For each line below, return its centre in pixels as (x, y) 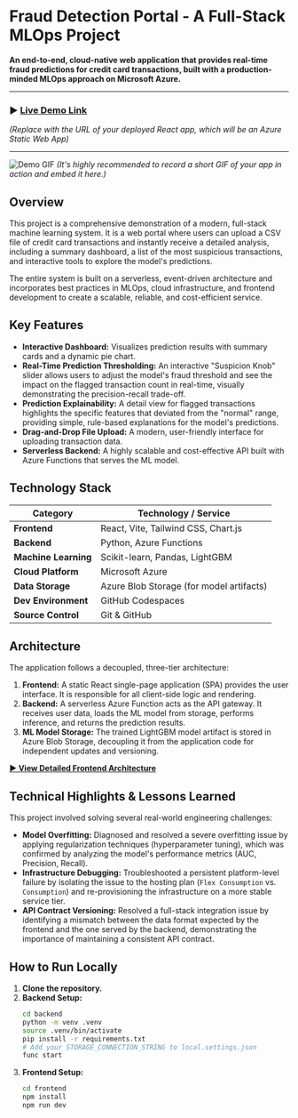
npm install (44, 1097)
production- (249, 69)
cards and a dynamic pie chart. (78, 356)
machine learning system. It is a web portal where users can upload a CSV (145, 233)
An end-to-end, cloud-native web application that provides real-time (139, 60)
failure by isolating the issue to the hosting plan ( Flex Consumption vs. (149, 882)
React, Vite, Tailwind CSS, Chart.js (171, 528)
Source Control (47, 615)
